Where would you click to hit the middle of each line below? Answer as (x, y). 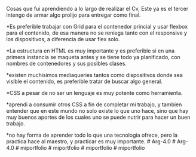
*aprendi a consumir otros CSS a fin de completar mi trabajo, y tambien (94, 104)
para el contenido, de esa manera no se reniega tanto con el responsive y (97, 33)
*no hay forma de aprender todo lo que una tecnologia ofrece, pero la (92, 135)
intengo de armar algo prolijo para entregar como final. (74, 15)
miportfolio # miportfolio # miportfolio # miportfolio (82, 148)
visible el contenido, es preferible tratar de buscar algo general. (84, 81)
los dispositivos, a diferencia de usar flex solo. (63, 39)
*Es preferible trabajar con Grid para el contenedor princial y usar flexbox (97, 27)
